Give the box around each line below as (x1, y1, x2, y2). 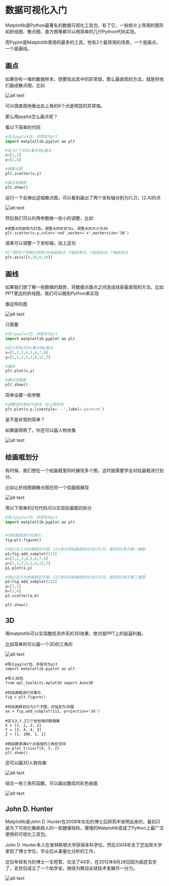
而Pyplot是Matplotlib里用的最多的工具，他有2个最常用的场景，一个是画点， (5, 39, 161, 45)
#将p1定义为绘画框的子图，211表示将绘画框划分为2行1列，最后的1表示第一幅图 (5, 547, 145, 552)
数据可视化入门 (5, 5, 67, 16)
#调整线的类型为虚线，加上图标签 (5, 402, 64, 407)
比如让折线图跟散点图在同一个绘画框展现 (5, 484, 89, 490)
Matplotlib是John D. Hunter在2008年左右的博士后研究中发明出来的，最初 (5, 819, 156, 825)
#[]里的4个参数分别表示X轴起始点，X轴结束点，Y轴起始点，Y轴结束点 (5, 250, 128, 255)
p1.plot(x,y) (5, 565, 33, 570)
